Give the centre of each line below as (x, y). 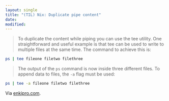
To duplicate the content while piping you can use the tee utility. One (90, 39)
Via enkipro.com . (23, 93)
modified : (16, 24)
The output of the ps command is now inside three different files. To (89, 69)
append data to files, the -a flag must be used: (66, 74)
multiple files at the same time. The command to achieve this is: (84, 49)
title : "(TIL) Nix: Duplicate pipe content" (53, 15)
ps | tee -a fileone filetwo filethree (48, 84)
